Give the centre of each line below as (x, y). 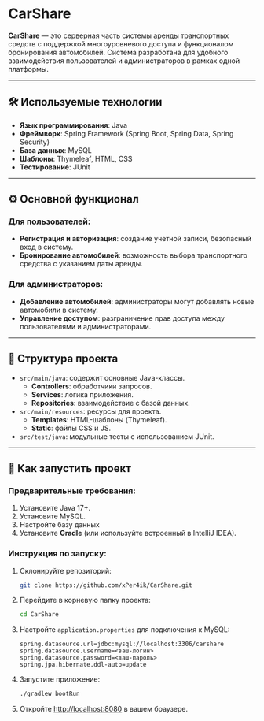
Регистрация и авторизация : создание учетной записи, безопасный (135, 239)
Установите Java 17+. (55, 508)
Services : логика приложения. (82, 394)
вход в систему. (46, 247)
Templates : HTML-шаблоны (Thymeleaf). (99, 419)
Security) (34, 142)
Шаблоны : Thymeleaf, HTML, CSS (76, 158)
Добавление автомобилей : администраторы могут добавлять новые (137, 301)
